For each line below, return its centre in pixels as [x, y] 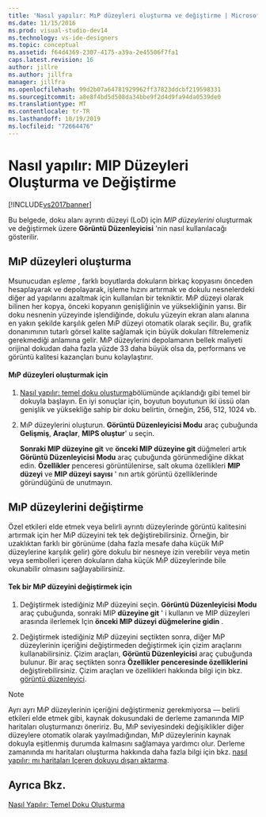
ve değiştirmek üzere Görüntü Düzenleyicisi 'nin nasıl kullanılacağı [118, 228]
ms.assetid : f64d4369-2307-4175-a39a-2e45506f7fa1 [93, 52]
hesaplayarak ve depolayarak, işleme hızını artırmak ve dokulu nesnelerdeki [131, 289]
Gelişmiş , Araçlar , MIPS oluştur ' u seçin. [87, 433]
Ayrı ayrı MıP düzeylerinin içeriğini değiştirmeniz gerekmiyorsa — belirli [124, 709]
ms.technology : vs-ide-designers [63, 38]
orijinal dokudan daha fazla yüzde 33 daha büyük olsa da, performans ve [127, 348]
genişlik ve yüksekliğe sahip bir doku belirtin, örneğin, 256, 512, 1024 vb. [138, 409]
